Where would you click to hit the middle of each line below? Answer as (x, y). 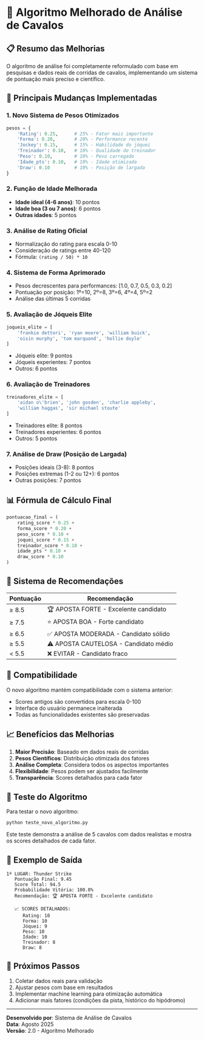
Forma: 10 (35, 921)
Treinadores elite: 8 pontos (49, 425)
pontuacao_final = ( (32, 517)
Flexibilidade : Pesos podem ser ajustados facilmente (82, 771)
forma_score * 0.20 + (44, 528)
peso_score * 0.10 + (43, 534)
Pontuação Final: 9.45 (43, 879)
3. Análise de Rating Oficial (47, 230)
